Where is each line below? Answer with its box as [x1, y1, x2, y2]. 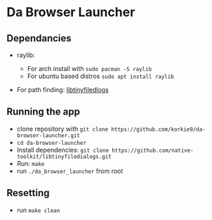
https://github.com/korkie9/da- [111, 126, 206, 133]
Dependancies [6, 32, 72, 44]
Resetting [6, 187, 50, 199]
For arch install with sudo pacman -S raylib [27, 65, 152, 72]
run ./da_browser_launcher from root [16, 167, 124, 175]
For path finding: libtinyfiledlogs [16, 86, 110, 93]
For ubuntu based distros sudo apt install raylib [27, 72, 175, 80]
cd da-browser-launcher [16, 139, 87, 146]
